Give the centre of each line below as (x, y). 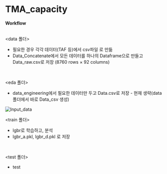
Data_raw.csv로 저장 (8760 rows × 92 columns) (61, 62)
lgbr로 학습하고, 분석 (33, 130)
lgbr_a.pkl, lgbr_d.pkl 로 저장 (41, 136)
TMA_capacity (36, 9)
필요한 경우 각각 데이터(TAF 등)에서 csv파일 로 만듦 (62, 49)
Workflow (16, 23)
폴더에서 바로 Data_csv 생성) (41, 99)
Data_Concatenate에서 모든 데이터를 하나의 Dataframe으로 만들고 (78, 56)
